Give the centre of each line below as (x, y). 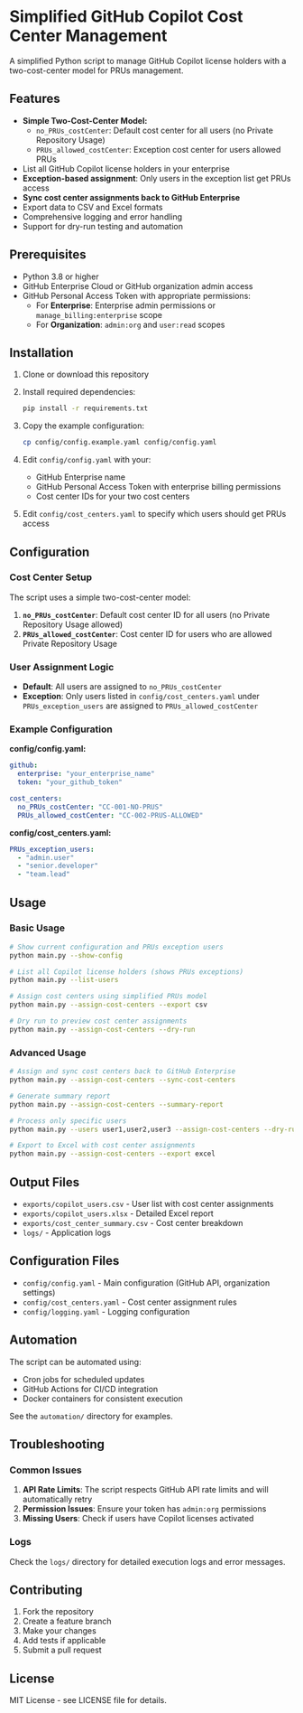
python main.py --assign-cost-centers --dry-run (102, 1029)
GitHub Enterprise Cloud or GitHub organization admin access (138, 285)
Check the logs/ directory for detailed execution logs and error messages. (147, 1561)
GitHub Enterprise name (81, 477)
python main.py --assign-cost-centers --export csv (108, 1005)
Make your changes (59, 1631)
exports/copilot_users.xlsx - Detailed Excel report (118, 1213)
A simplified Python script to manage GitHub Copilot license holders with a (148, 61)
